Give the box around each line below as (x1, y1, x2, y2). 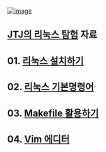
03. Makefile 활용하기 (7, 107, 99, 119)
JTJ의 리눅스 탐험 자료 (7, 29, 98, 41)
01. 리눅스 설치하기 (7, 55, 84, 67)
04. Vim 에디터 (7, 133, 70, 145)
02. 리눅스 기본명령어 (7, 81, 94, 93)
